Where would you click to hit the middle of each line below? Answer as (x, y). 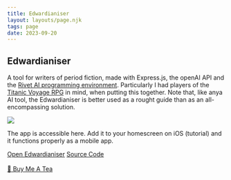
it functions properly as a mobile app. (61, 141)
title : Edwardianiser (38, 13)
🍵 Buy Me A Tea (30, 169)
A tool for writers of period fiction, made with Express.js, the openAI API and (116, 78)
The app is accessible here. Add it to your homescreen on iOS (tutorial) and (115, 134)
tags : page (23, 26)
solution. (63, 107)
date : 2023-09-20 (32, 33)
